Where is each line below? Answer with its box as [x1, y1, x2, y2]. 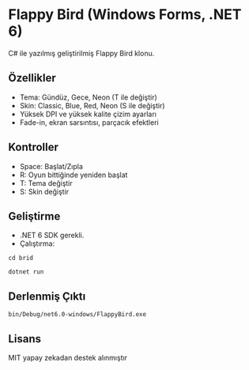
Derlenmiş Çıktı [8, 289, 86, 303]
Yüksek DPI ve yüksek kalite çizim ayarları [19, 109, 157, 119]
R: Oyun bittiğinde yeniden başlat [19, 170, 128, 179]
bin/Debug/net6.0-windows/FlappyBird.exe [8, 311, 147, 319]
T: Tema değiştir [19, 178, 73, 187]
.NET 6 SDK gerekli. [19, 231, 85, 240]
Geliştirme [8, 210, 61, 223]
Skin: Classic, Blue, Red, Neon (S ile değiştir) [19, 100, 165, 110]
